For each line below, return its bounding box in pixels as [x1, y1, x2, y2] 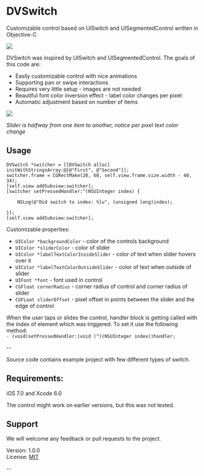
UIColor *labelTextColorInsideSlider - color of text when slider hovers [15, 250, 196, 257]
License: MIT [6, 453, 39, 461]
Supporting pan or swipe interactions [15, 79, 108, 86]
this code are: [6, 60, 41, 68]
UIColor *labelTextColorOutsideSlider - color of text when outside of [15, 263, 192, 270]
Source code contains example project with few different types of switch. [6, 355, 191, 363]
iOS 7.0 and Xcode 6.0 [6, 390, 62, 397]
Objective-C [6, 30, 37, 38]
